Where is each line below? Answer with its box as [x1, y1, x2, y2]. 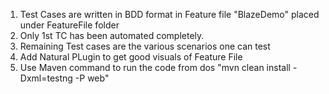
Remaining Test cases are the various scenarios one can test [19, 40, 271, 52]
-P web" [74, 72, 110, 84]
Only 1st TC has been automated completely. [19, 30, 205, 41]
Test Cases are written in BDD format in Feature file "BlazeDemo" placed [19, 9, 320, 20]
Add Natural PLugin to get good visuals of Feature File [19, 51, 243, 63]
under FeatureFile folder [19, 19, 120, 31]
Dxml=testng [19, 72, 73, 84]
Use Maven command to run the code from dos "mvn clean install [19, 62, 291, 73]
